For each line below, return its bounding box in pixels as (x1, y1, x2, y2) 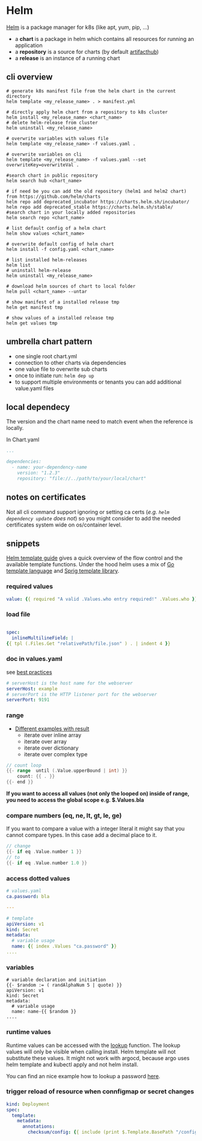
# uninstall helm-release (6, 267, 71, 273)
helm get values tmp (6, 320, 58, 326)
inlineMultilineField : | (11, 634, 74, 641)
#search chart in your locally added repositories (6, 209, 136, 215)
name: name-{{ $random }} (11, 1008, 77, 1015)
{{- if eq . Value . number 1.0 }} (6, 860, 87, 866)
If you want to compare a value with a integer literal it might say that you (6, 825, 185, 832)
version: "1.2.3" (17, 470, 61, 476)
